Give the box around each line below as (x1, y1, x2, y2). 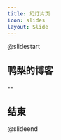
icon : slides (7, 17, 46, 24)
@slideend (7, 125, 39, 133)
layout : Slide (7, 23, 49, 30)
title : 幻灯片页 (7, 10, 50, 17)
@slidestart (7, 43, 41, 51)
